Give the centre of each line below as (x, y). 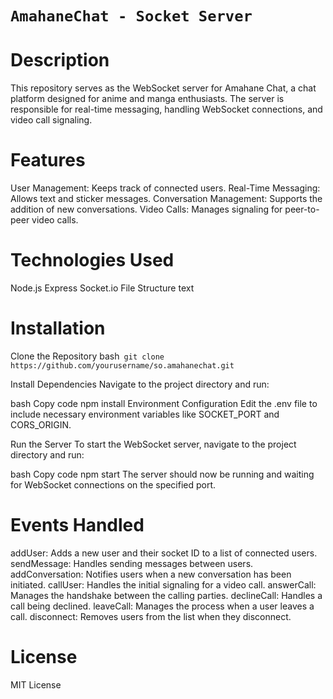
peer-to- (302, 209)
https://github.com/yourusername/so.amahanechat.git (122, 365)
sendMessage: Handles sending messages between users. (132, 563)
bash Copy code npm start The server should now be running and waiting (162, 474)
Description (60, 60)
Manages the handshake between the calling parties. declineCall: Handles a (166, 595)
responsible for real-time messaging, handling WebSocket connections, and (166, 109)
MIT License (36, 684)
